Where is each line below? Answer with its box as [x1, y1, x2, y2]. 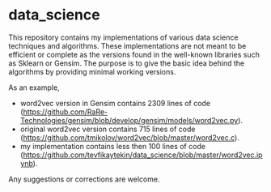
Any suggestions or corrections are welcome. [8, 174, 160, 184]
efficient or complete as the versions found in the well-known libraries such [8, 49, 260, 59]
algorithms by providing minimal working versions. [8, 66, 176, 76]
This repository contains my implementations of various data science [8, 32, 239, 42]
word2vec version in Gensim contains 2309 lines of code [19, 98, 211, 108]
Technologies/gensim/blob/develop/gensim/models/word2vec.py [19, 115, 239, 125]
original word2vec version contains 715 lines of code [19, 124, 196, 134]
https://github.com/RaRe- [23, 107, 108, 117]
